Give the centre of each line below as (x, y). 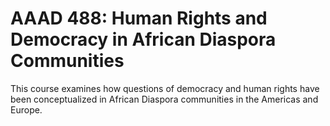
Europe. (26, 109)
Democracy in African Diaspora (143, 39)
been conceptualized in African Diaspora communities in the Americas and (164, 99)
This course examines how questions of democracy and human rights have (165, 88)
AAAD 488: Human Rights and (139, 18)
